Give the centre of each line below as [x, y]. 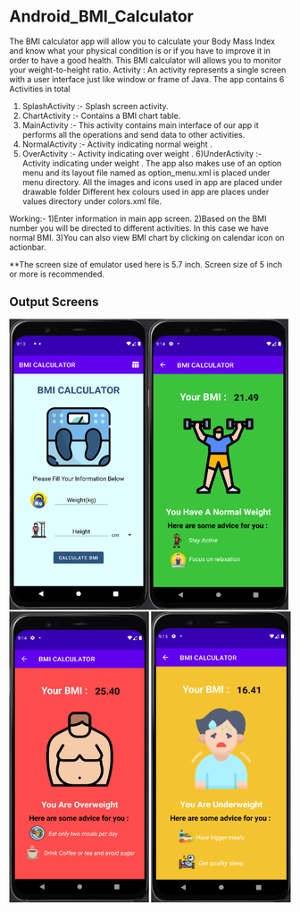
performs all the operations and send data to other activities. [133, 134]
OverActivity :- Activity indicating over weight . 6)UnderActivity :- [142, 153]
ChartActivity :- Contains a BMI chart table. [101, 115]
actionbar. [28, 247]
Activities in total [40, 89]
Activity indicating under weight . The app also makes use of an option [152, 163]
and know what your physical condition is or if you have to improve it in [140, 50]
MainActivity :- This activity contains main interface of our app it [140, 125]
